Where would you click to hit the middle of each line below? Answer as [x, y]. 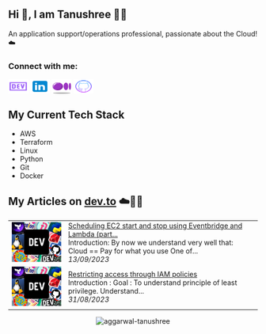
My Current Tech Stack [66, 114]
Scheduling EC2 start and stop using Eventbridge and [156, 226]
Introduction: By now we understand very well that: [151, 243]
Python [31, 158]
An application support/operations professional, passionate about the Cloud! [133, 33]
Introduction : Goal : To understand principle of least [153, 283]
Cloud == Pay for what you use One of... [133, 251]
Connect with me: [43, 66]
